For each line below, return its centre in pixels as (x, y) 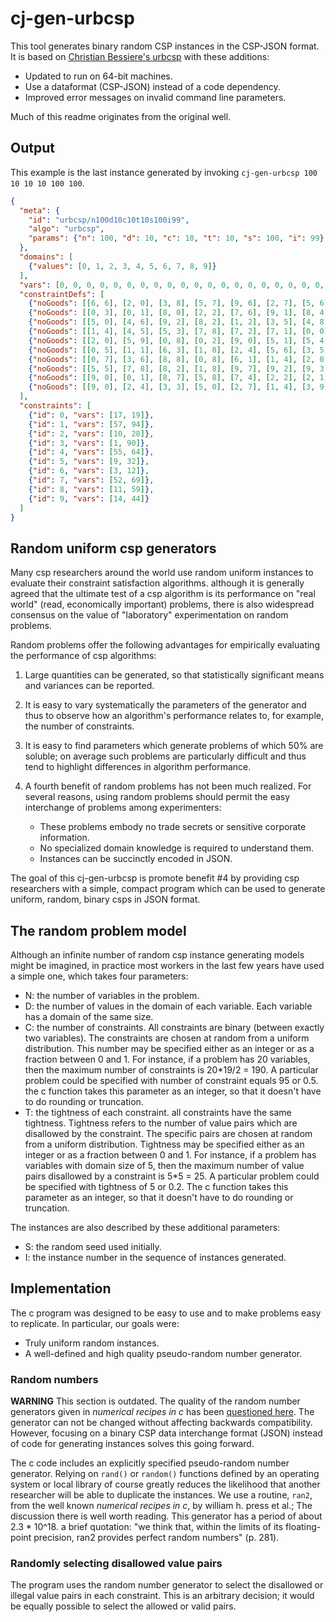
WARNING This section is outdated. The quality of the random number (155, 1401)
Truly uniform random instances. (92, 1343)
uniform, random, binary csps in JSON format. (105, 899)
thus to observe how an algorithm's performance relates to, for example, (174, 716)
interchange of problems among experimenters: (123, 808)
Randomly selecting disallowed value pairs (116, 1564)
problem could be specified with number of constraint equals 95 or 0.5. (171, 1080)
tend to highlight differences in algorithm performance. (138, 767)
